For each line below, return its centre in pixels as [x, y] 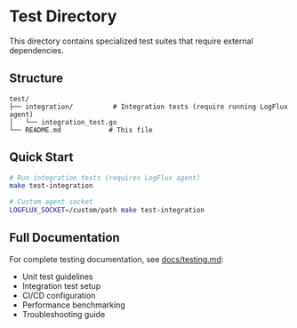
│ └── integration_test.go [63, 122]
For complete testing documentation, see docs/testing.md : [116, 259]
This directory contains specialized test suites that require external [131, 41]
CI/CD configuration [59, 295]
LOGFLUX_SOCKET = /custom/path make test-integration [107, 211]
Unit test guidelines [57, 276]
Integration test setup [61, 285]
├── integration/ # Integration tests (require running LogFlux [149, 107]
